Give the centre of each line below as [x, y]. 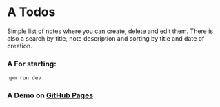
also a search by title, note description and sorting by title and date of [106, 38]
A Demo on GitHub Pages [50, 95]
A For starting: [32, 64]
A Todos [31, 12]
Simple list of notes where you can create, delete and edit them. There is [110, 31]
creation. [20, 46]
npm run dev [24, 78]
